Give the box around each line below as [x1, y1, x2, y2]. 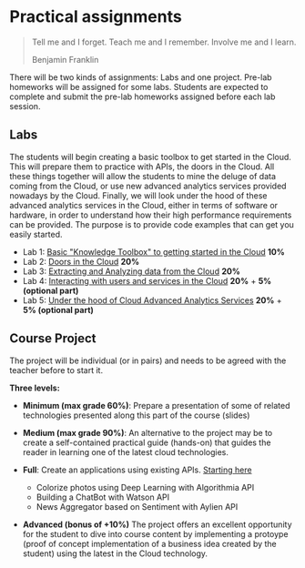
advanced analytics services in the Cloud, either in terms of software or [9, 199, 279, 210]
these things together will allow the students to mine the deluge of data [9, 170, 276, 181]
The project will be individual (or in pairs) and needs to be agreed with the [9, 355, 287, 366]
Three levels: [9, 382, 61, 393]
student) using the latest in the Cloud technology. [22, 548, 208, 559]
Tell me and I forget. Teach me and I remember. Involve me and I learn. [31, 36, 297, 47]
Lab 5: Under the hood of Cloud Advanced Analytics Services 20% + [22, 294, 282, 306]
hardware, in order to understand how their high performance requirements [9, 209, 292, 220]
